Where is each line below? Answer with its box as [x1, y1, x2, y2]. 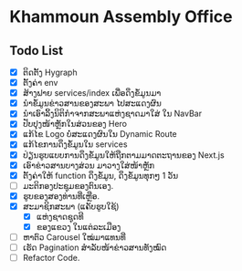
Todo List [9, 43, 64, 58]
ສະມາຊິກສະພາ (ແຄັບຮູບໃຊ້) [22, 201, 120, 212]
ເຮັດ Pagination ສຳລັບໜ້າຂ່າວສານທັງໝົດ [22, 242, 167, 253]
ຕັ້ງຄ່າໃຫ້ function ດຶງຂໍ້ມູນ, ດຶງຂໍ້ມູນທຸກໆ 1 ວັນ [22, 170, 179, 181]
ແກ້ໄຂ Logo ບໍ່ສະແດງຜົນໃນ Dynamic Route [22, 129, 178, 140]
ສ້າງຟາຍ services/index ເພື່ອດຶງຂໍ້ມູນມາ [22, 88, 162, 99]
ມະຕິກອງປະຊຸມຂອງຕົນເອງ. [22, 180, 114, 191]
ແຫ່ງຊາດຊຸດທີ [36, 211, 84, 222]
